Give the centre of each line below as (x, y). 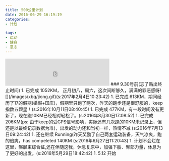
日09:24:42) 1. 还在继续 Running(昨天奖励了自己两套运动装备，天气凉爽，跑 (84, 134)
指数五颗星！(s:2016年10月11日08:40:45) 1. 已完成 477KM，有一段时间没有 (82, 109)
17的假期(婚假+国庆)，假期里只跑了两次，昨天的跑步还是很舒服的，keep (88, 103)
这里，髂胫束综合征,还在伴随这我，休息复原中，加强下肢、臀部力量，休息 (81, 147)
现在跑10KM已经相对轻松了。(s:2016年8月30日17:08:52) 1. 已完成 (86, 115)
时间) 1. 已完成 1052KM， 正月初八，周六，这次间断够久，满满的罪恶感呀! (85, 90)
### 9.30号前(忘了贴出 (134, 84)
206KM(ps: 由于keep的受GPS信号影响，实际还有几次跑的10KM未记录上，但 (84, 122)
